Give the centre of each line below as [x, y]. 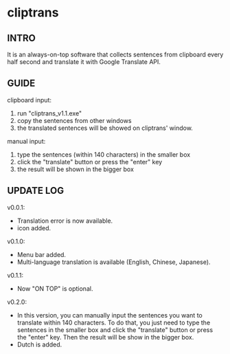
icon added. [34, 228]
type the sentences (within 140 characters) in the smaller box [104, 154]
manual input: [26, 141]
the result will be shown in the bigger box [75, 169]
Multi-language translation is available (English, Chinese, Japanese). [114, 262]
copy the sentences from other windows [74, 120]
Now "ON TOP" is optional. [55, 288]
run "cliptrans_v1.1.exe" [49, 113]
